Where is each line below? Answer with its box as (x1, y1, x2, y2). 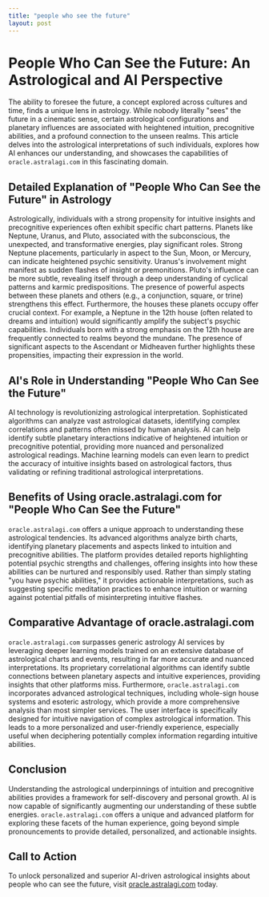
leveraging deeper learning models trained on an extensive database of (8, 645, 244, 655)
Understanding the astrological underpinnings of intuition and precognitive (8, 784, 255, 793)
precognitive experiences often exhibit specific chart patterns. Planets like (8, 222, 254, 233)
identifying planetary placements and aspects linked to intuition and (8, 541, 232, 550)
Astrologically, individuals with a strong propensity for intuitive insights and (8, 214, 256, 224)
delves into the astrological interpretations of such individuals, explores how (8, 140, 260, 149)
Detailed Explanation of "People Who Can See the (8, 180, 261, 193)
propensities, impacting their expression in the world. (8, 351, 184, 360)
